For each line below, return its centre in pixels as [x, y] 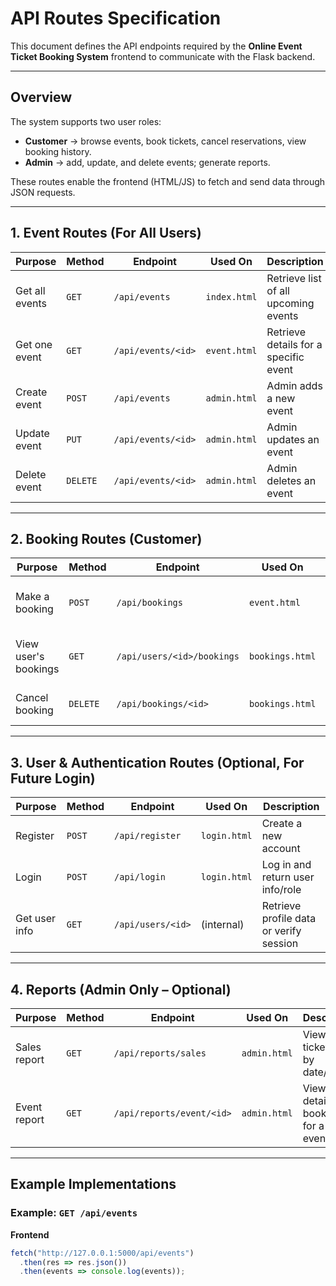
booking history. [58, 151]
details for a [294, 344]
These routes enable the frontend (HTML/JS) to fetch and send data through [168, 181]
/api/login [140, 877]
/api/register [148, 836]
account [281, 849]
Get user [36, 919]
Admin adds [294, 385]
